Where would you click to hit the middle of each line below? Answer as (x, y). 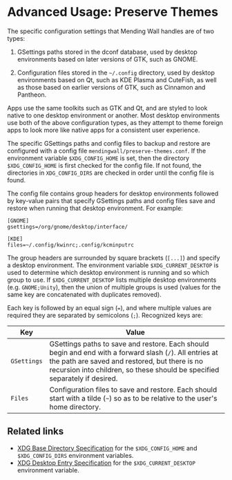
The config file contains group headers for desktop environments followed (113, 193)
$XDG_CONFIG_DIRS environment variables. (75, 455)
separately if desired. (84, 378)
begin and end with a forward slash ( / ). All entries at (134, 352)
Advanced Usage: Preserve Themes (113, 12)
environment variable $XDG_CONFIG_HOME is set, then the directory (98, 158)
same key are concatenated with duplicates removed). (85, 294)
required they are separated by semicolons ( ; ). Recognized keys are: (105, 315)
